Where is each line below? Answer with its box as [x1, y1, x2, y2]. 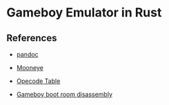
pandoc [16, 50, 39, 58]
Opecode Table [16, 77, 61, 85]
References [6, 32, 57, 44]
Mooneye [16, 64, 44, 71]
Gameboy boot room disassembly [16, 91, 113, 98]
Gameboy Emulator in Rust [6, 5, 162, 21]
